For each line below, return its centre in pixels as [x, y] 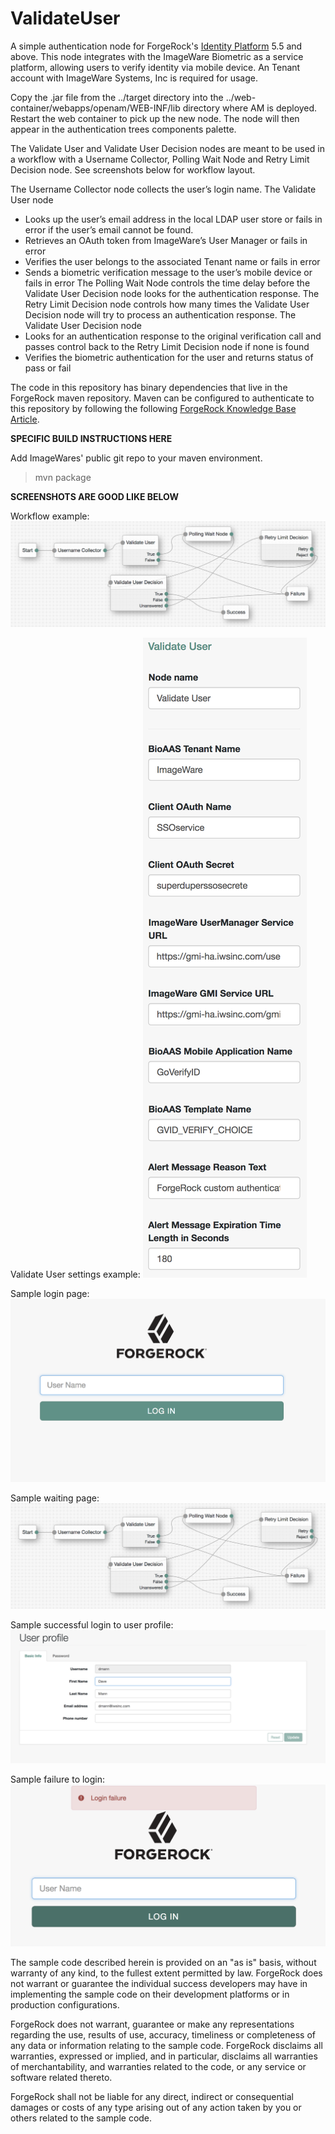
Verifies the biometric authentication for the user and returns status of [169, 357]
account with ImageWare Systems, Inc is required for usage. [134, 78]
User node [32, 199]
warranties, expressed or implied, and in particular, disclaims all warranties [164, 2056]
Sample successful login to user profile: [92, 1625]
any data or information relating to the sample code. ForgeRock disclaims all [166, 2046]
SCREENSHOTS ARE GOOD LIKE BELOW [95, 496]
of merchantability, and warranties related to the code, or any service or [158, 2067]
